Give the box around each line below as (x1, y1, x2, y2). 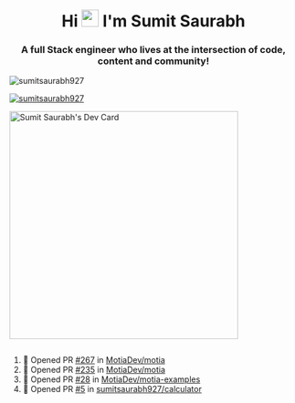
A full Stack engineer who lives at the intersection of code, (21, 44, 286, 57)
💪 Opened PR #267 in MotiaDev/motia (22, 355, 166, 366)
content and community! (97, 55, 210, 67)
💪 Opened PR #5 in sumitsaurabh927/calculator (22, 384, 203, 395)
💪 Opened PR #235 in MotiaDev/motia (22, 365, 166, 376)
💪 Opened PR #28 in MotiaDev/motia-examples (22, 374, 201, 385)
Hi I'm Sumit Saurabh (61, 11, 246, 32)
